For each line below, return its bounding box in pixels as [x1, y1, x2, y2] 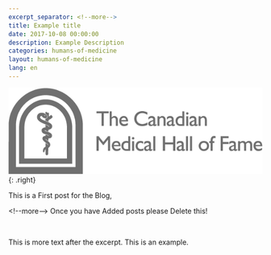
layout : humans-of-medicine [8, 56, 103, 64]
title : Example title [8, 21, 81, 30]
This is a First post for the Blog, [8, 191, 113, 200]
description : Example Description [8, 39, 125, 47]
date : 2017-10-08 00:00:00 [8, 30, 99, 38]
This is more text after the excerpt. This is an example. [8, 237, 190, 247]
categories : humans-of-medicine [8, 47, 117, 56]
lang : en [8, 64, 38, 72]
